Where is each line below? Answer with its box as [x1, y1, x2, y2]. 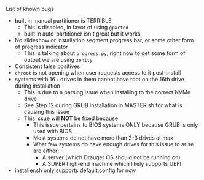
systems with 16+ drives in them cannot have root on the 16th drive [14, 76, 185, 83]
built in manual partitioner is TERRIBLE [14, 17, 112, 24]
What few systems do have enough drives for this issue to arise [33, 141, 194, 148]
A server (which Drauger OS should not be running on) [42, 154, 181, 161]
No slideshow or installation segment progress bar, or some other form [14, 37, 194, 43]
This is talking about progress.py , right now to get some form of [23, 50, 186, 57]
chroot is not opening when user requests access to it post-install [14, 69, 181, 76]
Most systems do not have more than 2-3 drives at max [33, 134, 173, 141]
